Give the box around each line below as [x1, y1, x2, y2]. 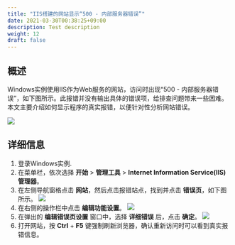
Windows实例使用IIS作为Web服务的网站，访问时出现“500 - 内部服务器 [7, 85, 213, 93]
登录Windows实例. [17, 159, 72, 168]
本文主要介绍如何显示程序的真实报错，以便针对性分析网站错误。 [7, 102, 194, 111]
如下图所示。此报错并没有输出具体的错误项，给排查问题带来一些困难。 [22, 94, 229, 102]
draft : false [7, 37, 46, 44]
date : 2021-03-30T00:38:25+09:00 [7, 17, 106, 24]
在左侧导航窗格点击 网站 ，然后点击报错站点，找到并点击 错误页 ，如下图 [17, 185, 227, 194]
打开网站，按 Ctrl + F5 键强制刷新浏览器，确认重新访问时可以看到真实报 [17, 221, 229, 229]
